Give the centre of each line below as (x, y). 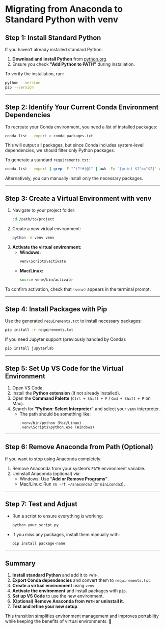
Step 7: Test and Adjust (41, 504)
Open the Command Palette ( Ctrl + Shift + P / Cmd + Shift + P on (81, 398)
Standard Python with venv (62, 19)
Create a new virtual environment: (46, 229)
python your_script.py (35, 525)
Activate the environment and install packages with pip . (69, 591)
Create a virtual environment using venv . (54, 586)
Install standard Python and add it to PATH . (55, 575)
